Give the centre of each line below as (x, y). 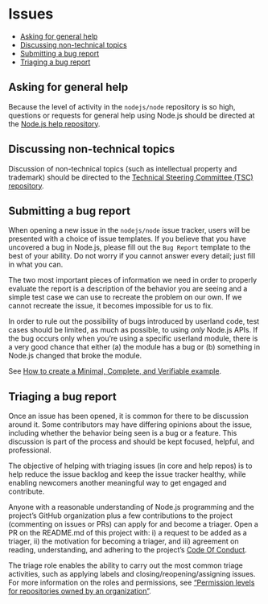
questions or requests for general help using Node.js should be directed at (132, 115)
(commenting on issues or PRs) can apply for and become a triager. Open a (134, 524)
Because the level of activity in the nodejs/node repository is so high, (122, 106)
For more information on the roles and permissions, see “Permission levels (132, 583)
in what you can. (36, 265)
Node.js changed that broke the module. (75, 356)
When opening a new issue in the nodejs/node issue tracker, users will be (130, 230)
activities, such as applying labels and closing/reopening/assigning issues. (132, 574)
